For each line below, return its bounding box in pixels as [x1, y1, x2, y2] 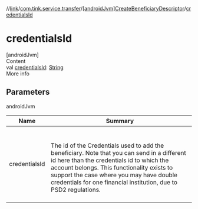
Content [6, 57, 26, 64]
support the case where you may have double [51, 171, 178, 179]
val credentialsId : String [6, 64, 64, 71]
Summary [105, 117, 134, 125]
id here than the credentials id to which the [51, 156, 169, 164]
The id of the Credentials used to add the [51, 141, 164, 150]
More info [6, 70, 30, 77]
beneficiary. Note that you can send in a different [51, 148, 187, 157]
